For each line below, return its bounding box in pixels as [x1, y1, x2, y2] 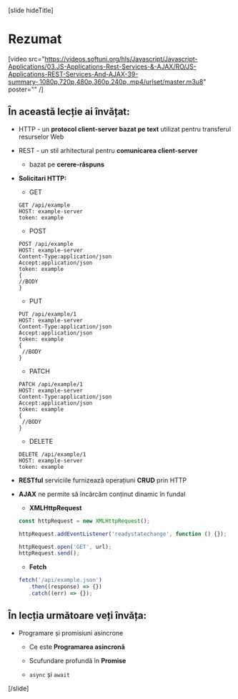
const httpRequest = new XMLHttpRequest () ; [18, 517, 151, 525]
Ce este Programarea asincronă [29, 643, 126, 651]
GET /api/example [18, 202, 71, 209]
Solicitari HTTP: [18, 174, 67, 182]
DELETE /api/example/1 [18, 450, 86, 458]
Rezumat [8, 31, 62, 47]
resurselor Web [18, 132, 64, 141]
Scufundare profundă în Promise [29, 656, 127, 665]
